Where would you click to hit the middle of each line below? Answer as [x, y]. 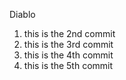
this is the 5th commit [68, 65]
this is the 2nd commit [69, 33]
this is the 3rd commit [68, 44]
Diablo [22, 14]
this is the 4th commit [68, 55]
